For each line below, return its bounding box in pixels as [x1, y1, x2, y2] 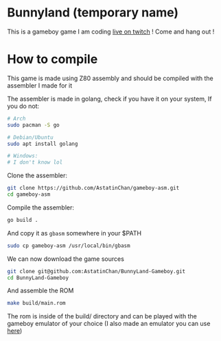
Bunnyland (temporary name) [7, 5, 179, 21]
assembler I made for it [7, 81, 73, 90]
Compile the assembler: [7, 203, 74, 212]
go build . [7, 216, 38, 223]
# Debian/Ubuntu [7, 134, 54, 141]
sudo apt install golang [7, 140, 78, 147]
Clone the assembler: [7, 171, 67, 179]
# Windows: [7, 153, 38, 160]
